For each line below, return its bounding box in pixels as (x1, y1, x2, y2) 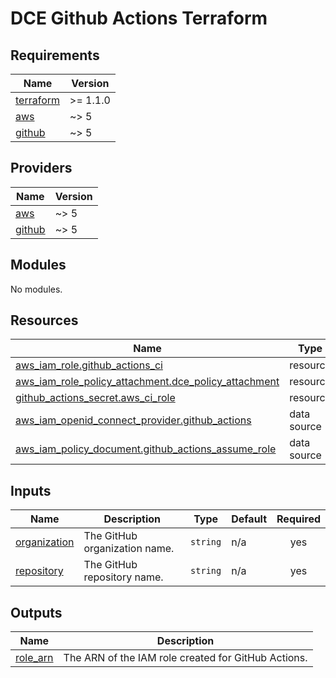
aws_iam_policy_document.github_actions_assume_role (15, 442, 277, 456)
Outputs (10, 604, 63, 621)
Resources (10, 312, 79, 329)
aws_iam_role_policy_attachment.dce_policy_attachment (15, 375, 280, 389)
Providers (10, 160, 73, 177)
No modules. (10, 283, 63, 295)
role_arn (15, 651, 54, 665)
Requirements (10, 47, 100, 64)
